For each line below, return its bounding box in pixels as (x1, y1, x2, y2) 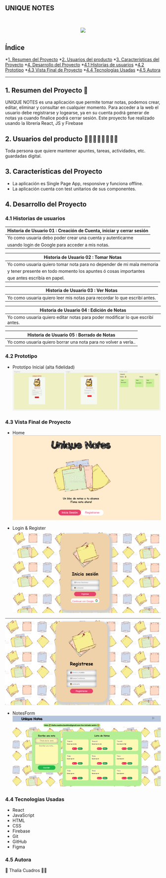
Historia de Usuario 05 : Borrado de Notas (27, 332, 116, 338)
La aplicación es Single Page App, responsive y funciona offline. (12, 180, 143, 186)
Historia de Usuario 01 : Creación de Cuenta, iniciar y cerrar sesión (7, 228, 149, 234)
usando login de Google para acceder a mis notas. (7, 242, 110, 248)
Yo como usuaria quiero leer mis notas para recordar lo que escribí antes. (7, 295, 156, 301)
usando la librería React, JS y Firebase (5, 120, 83, 126)
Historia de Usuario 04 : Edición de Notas (40, 307, 126, 313)
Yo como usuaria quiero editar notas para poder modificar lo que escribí (7, 314, 154, 320)
